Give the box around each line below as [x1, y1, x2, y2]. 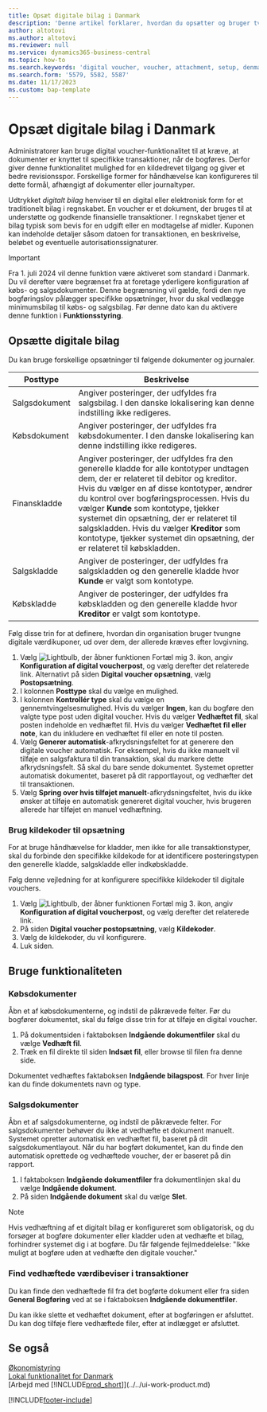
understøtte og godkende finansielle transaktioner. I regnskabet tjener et [8, 213, 246, 222]
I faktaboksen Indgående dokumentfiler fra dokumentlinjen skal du [19, 1175, 241, 1184]
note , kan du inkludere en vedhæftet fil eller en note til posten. [19, 729, 224, 739]
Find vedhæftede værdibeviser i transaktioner [8, 1268, 189, 1279]
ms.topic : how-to [8, 57, 66, 64]
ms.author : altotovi [8, 33, 77, 42]
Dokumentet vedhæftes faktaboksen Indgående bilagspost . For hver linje [8, 1071, 250, 1081]
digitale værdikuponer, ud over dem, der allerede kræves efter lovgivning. [8, 638, 249, 647]
